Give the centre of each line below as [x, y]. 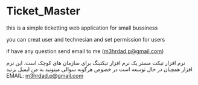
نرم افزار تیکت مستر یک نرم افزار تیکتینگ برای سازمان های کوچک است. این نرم [96, 63]
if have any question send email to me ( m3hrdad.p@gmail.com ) [85, 51]
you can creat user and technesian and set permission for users [86, 39]
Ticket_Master [43, 11]
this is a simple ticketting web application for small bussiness [82, 28]
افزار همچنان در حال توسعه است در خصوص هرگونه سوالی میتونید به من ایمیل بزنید [100, 69]
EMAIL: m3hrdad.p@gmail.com [45, 75]
